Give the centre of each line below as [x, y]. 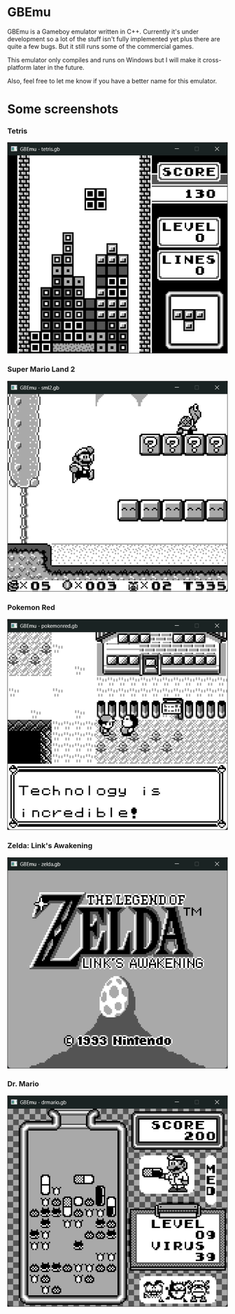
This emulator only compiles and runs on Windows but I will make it [104, 59]
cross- [212, 59]
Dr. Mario [23, 1084]
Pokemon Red [31, 608]
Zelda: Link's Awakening [50, 845]
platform [19, 67]
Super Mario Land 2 [41, 369]
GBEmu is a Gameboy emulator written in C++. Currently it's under [103, 31]
